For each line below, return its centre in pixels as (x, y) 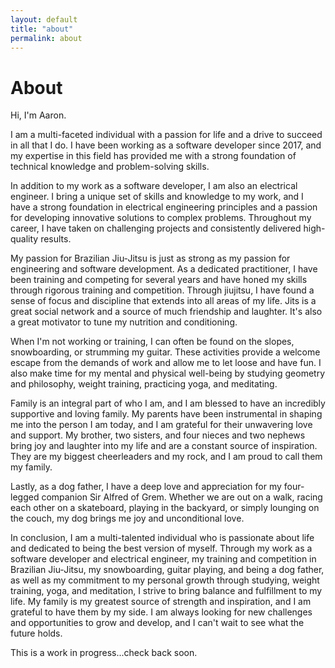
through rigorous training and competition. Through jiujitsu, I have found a (162, 290)
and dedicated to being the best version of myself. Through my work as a (161, 548)
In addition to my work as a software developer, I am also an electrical (154, 186)
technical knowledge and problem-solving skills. (110, 167)
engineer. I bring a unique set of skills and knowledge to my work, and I (157, 197)
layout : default (44, 19)
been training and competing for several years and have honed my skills (159, 280)
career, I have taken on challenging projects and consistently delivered (156, 228)
